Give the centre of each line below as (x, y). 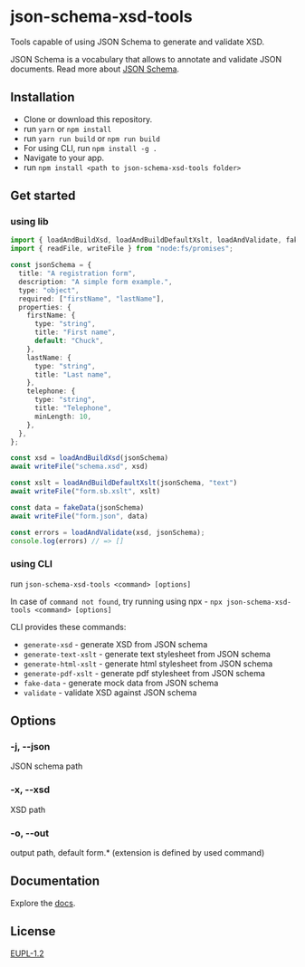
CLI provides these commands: (68, 627)
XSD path (28, 809)
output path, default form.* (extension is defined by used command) (138, 853)
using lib (29, 222)
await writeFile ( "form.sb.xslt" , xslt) (86, 492)
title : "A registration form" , (77, 273)
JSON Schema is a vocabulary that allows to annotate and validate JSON (146, 59)
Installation (43, 97)
